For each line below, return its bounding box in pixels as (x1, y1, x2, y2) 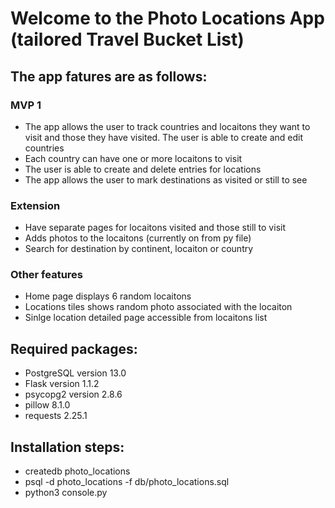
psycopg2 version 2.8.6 (24, 388, 123, 401)
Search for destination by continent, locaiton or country (24, 243, 254, 255)
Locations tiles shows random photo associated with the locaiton (24, 301, 293, 313)
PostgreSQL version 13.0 (24, 367, 127, 379)
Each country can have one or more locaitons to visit (24, 152, 243, 164)
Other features (10, 268, 84, 282)
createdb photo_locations (24, 465, 131, 477)
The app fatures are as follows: (10, 68, 208, 85)
